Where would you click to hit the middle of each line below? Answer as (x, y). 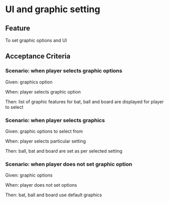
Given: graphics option (29, 82)
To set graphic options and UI (36, 40)
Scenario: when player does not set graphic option (69, 164)
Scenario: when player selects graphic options (64, 71)
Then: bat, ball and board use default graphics (54, 195)
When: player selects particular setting (46, 141)
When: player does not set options (41, 185)
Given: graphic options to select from (44, 131)
